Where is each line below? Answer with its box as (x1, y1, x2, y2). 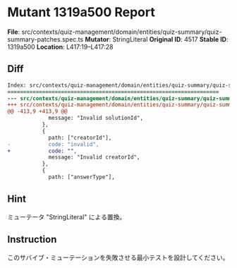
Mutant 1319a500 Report (7, 4, 155, 20)
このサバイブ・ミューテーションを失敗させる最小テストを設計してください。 (7, 253, 229, 262)
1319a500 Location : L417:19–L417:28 (7, 42, 114, 51)
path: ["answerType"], (48, 173, 115, 181)
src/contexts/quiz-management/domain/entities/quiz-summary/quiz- (21, 28, 222, 36)
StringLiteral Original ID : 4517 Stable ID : (112, 35, 229, 43)
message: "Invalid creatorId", (48, 154, 140, 161)
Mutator (85, 35, 109, 43)
